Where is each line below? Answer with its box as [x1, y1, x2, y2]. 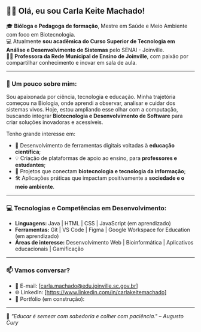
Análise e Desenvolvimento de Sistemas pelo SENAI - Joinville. [6, 46, 165, 53]
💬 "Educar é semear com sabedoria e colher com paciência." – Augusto [6, 312, 184, 319]
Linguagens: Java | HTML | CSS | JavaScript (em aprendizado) [14, 220, 172, 227]
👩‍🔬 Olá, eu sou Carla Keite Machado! [6, 6, 145, 16]
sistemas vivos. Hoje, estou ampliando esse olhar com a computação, [6, 106, 178, 113]
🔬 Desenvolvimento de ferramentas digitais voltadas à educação [14, 142, 175, 149]
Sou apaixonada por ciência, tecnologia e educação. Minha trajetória [6, 93, 176, 101]
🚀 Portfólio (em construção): [14, 295, 85, 303]
